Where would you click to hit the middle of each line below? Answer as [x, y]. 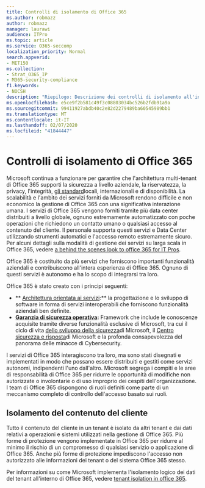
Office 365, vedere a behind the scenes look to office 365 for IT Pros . [94, 249]
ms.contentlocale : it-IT [38, 120]
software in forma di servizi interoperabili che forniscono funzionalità [102, 304]
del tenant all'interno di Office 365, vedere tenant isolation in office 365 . [97, 478]
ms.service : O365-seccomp [39, 46]
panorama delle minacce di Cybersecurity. [68, 343]
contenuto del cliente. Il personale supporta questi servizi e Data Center [97, 230]
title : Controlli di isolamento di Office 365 [67, 12]
